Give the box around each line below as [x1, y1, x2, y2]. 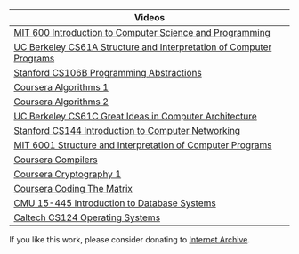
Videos [133, 12, 166, 23]
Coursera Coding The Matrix [13, 183, 133, 194]
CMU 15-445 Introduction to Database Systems [13, 197, 216, 209]
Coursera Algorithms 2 [13, 95, 109, 108]
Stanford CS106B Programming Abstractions [13, 67, 202, 78]
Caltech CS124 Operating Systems [13, 211, 161, 224]
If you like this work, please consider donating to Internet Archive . [9, 234, 251, 244]
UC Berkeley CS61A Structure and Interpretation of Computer [13, 41, 272, 53]
